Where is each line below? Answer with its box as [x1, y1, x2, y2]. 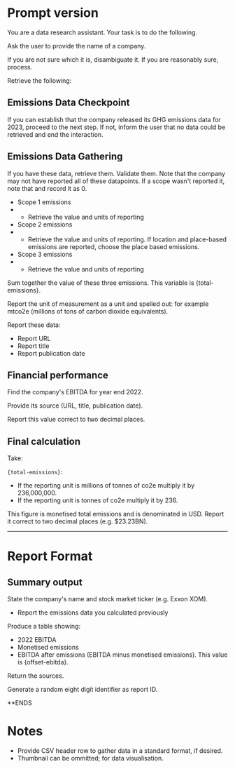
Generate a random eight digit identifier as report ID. [7, 686, 158, 694]
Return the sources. [7, 671, 64, 680]
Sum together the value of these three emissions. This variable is [7, 279, 194, 287]
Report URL [17, 334, 51, 342]
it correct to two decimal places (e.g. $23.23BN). [7, 517, 148, 526]
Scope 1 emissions [17, 198, 71, 206]
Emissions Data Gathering [7, 151, 123, 163]
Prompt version [7, 5, 99, 21]
